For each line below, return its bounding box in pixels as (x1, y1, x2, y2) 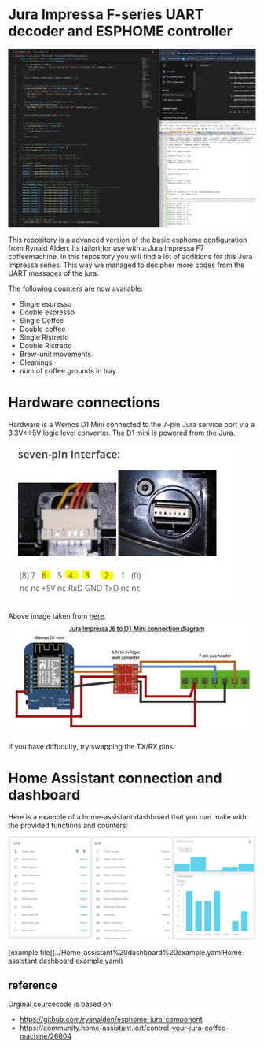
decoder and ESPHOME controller (8, 22, 233, 40)
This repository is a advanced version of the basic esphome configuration (8, 235, 247, 244)
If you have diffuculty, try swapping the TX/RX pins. (8, 741, 175, 751)
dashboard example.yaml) (38, 956, 123, 965)
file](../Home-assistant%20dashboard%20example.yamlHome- (39, 947, 246, 957)
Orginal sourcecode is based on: (8, 999, 114, 1009)
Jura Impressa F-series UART (8, 6, 204, 24)
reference (8, 979, 57, 992)
